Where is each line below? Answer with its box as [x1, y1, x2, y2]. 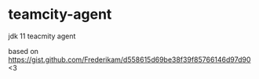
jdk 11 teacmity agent [8, 31, 76, 41]
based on [8, 46, 39, 56]
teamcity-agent [8, 5, 112, 23]
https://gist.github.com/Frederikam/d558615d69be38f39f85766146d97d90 [8, 55, 251, 64]
